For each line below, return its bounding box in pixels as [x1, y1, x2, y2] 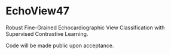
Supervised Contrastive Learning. [5, 30, 88, 37]
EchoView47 [5, 4, 70, 18]
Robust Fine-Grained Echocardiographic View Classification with [5, 24, 165, 31]
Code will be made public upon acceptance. [5, 42, 114, 49]
